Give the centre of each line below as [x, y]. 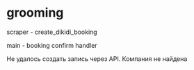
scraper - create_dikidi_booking [52, 32]
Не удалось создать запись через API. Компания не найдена [97, 59]
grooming [35, 13]
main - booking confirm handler [52, 45]
